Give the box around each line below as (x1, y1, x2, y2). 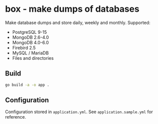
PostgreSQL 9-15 (12, 29, 47, 35)
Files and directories (12, 55, 54, 61)
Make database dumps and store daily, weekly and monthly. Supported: (5, 20, 151, 25)
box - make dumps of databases (5, 3, 139, 15)
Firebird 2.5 (12, 45, 36, 50)
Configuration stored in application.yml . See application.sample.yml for (5, 109, 154, 115)
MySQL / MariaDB (12, 50, 49, 56)
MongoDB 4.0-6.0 (12, 39, 49, 45)
